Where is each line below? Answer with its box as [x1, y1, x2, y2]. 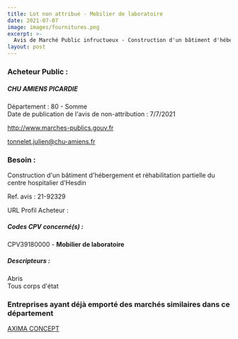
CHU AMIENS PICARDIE [7, 84, 78, 93]
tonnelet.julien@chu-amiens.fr [7, 137, 96, 145]
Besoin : [7, 155, 36, 165]
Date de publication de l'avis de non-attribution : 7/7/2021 [7, 109, 176, 118]
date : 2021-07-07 [7, 17, 59, 24]
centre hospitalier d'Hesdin [7, 179, 86, 187]
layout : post [7, 43, 46, 50]
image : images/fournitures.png [7, 23, 100, 30]
